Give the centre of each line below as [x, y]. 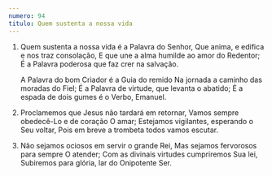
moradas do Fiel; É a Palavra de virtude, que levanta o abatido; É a [132, 88]
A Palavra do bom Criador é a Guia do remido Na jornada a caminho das [141, 79]
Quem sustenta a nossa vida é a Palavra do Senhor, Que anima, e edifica [142, 46]
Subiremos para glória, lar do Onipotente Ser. [96, 162]
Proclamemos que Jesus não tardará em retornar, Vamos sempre [129, 112]
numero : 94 [27, 16]
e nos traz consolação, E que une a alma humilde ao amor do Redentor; [140, 55]
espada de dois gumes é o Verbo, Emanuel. [93, 97]
